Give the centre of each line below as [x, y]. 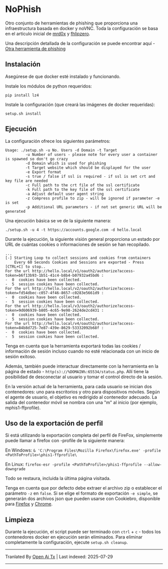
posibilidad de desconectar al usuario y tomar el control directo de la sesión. [84, 377]
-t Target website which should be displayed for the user [88, 168]
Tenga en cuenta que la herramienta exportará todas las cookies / [73, 346]
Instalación [23, 64]
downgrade [15, 469]
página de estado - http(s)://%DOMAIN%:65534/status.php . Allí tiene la [77, 371]
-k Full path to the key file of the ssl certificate [82, 189]
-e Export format [43, 172]
